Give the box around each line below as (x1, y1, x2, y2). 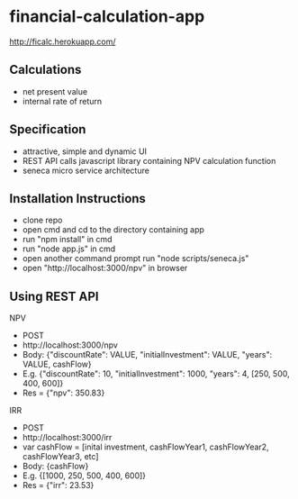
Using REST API (9, 288, 99, 304)
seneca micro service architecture (22, 165, 150, 176)
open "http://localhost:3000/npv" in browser (22, 263, 188, 274)
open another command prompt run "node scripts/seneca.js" (22, 253, 249, 264)
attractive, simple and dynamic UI (22, 146, 147, 157)
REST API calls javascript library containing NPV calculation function (22, 155, 276, 166)
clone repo (22, 214, 63, 226)
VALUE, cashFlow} (22, 358, 92, 370)
